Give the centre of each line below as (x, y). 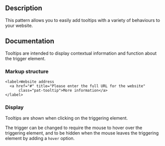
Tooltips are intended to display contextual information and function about (81, 53)
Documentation (30, 41)
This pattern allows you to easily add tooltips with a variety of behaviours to (83, 20)
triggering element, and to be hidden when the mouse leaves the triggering (82, 133)
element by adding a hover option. (40, 139)
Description (24, 8)
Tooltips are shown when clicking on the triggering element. (67, 118)
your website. (19, 25)
